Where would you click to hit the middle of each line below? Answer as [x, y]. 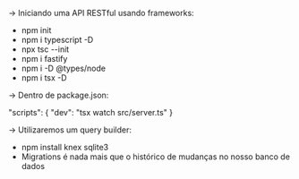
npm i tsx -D [44, 78]
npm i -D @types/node [64, 68]
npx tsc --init [45, 49]
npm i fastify [44, 59]
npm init [36, 30]
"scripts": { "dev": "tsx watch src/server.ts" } [91, 112]
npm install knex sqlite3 [65, 147]
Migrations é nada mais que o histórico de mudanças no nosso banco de [155, 157]
